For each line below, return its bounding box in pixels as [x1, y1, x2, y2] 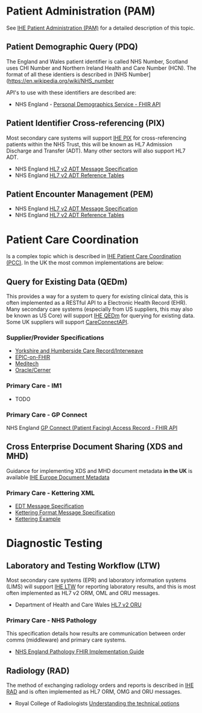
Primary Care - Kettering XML [6, 489, 95, 497]
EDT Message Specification [14, 503, 84, 510]
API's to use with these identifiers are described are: [6, 89, 137, 96]
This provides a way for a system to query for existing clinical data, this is [6, 293, 189, 300]
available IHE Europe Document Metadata [6, 474, 110, 481]
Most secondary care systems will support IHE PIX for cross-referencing [6, 134, 187, 142]
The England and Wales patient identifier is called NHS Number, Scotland [6, 57, 188, 65]
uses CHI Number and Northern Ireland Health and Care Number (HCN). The [6, 64, 197, 71]
